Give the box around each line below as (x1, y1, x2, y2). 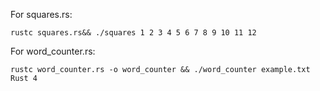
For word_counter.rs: (10, 45, 96, 57)
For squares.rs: (10, 9, 73, 20)
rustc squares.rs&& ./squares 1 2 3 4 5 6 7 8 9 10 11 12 (10, 28, 257, 38)
